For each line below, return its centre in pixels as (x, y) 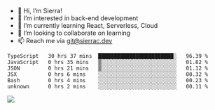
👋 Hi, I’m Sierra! (40, 11)
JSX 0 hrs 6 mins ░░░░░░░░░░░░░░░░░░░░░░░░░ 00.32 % (108, 74)
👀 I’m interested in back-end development (78, 18)
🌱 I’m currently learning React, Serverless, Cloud (88, 25)
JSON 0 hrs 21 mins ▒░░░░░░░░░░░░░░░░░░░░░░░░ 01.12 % (108, 68)
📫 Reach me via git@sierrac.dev (65, 41)
